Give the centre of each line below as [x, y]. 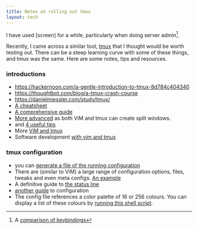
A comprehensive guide [43, 112]
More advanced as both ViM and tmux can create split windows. [93, 118]
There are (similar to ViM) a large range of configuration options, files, [99, 171]
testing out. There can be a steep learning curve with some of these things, [98, 53]
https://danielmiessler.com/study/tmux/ [62, 99]
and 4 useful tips [35, 125]
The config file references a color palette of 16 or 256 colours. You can [100, 197]
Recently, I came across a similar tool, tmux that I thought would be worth [95, 46]
